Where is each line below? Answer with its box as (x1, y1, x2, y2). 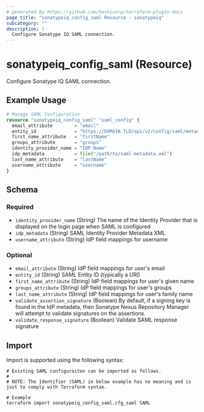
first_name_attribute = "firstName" (12, 134, 110, 140)
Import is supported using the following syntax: (6, 356, 124, 364)
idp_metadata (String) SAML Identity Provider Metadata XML (15, 229, 166, 237)
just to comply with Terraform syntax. (6, 384, 107, 390)
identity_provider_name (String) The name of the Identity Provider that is (15, 217, 198, 224)
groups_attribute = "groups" (12, 140, 102, 146)
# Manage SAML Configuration (6, 111, 80, 117)
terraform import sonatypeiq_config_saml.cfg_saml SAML (6, 400, 151, 407)
